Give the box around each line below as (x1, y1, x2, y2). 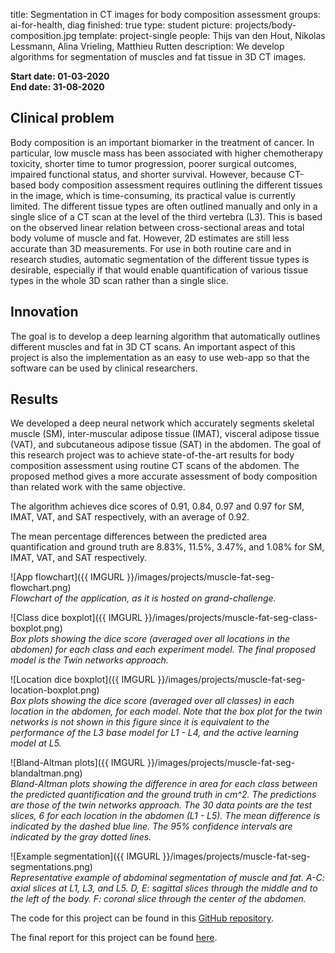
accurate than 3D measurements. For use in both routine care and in (10, 242, 292, 254)
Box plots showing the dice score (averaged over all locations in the (10, 633, 291, 645)
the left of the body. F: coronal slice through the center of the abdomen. (10, 893, 307, 905)
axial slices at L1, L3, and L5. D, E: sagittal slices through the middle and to (10, 882, 318, 894)
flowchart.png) (10, 582, 72, 594)
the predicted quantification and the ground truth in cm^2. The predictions (10, 789, 317, 801)
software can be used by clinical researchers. (10, 362, 198, 374)
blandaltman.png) (10, 767, 83, 779)
